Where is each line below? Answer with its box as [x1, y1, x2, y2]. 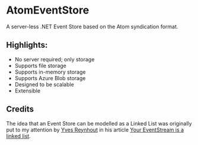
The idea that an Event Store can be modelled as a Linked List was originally [6, 120, 192, 127]
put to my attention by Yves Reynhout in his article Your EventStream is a [6, 126, 184, 133]
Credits [6, 104, 34, 114]
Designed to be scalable [14, 81, 74, 88]
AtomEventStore [6, 4, 90, 17]
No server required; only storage [14, 55, 95, 62]
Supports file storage [14, 62, 67, 69]
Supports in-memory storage [14, 68, 86, 75]
